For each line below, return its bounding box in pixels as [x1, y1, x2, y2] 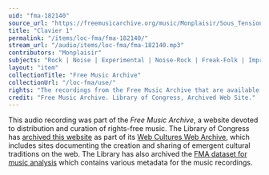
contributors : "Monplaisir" [8, 49, 102, 57]
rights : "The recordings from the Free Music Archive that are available [8, 86, 260, 94]
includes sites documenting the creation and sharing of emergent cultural [8, 141, 251, 150]
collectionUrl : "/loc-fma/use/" [8, 78, 116, 86]
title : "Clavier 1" [8, 26, 74, 34]
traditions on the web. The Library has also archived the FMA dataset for [8, 149, 248, 159]
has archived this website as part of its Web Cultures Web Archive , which [8, 133, 251, 142]
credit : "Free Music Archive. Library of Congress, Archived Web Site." [8, 93, 256, 101]
